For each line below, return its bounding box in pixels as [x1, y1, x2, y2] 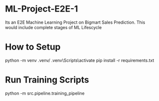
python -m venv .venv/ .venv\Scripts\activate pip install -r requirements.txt [5, 57, 155, 63]
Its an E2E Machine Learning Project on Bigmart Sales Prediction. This [5, 19, 145, 25]
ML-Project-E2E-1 [5, 3, 78, 14]
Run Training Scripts [5, 74, 89, 86]
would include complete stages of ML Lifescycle [5, 24, 102, 30]
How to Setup [5, 42, 61, 53]
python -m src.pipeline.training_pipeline [5, 90, 85, 96]
